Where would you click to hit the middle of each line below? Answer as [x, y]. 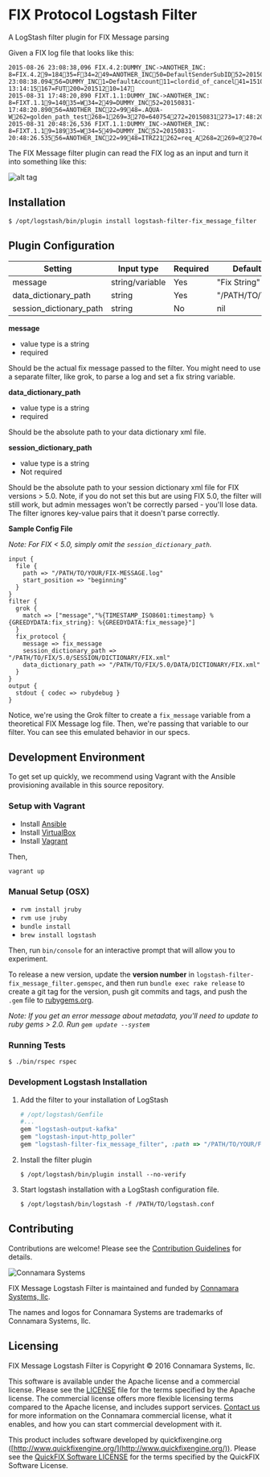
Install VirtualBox [48, 832]
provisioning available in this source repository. [86, 785]
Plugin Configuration [61, 246]
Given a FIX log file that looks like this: [71, 52]
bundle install [45, 927]
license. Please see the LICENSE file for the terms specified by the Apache [132, 1390]
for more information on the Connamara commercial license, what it [120, 1415]
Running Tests [37, 1045]
